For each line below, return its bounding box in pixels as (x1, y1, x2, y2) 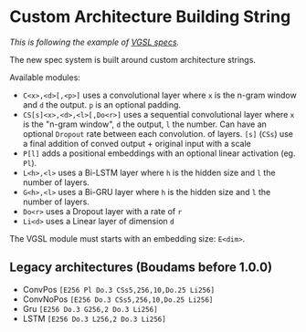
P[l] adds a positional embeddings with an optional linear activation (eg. (22, 148, 296, 159)
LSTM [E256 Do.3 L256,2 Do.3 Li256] (22, 313, 166, 324)
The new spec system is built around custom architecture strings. (9, 54, 256, 65)
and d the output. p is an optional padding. (22, 99, 181, 110)
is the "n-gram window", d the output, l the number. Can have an (22, 119, 268, 130)
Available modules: (9, 71, 80, 83)
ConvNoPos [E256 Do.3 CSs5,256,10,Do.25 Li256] (22, 294, 214, 305)
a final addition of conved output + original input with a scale (22, 138, 251, 149)
